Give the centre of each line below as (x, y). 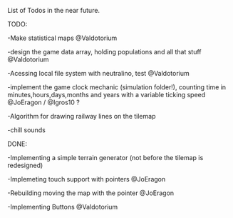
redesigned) (25, 165)
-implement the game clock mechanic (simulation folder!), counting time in (117, 87)
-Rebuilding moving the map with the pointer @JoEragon (91, 193)
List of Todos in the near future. (54, 10)
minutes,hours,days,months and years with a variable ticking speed (107, 95)
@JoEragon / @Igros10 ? (43, 102)
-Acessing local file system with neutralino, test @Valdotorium (99, 73)
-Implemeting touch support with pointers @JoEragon (87, 179)
